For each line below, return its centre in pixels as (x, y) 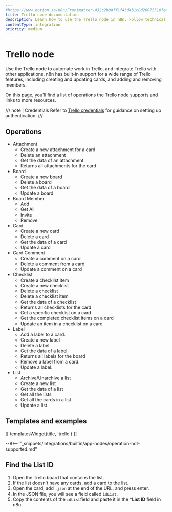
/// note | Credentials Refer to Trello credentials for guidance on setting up (83, 110)
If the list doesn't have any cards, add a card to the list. (71, 483)
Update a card (35, 247)
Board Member (28, 198)
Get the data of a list (42, 389)
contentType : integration (33, 24)
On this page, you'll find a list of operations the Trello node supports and (82, 95)
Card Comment (29, 253)
